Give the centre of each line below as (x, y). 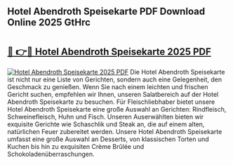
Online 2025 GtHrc (49, 23)
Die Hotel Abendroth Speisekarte (177, 72)
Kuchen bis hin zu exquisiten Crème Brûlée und (76, 146)
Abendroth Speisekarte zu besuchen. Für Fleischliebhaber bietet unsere (111, 102)
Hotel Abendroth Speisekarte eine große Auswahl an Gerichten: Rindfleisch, (117, 109)
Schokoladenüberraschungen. (51, 154)
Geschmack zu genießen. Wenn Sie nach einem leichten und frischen (108, 87)
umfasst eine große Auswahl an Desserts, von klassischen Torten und (108, 139)
